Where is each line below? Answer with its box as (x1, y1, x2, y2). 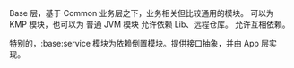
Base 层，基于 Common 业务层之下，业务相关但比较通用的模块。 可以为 (9, 8, 275, 18)
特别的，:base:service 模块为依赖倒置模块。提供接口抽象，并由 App (9, 38, 260, 48)
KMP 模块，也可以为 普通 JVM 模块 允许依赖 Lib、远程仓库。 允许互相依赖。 (9, 19, 290, 30)
